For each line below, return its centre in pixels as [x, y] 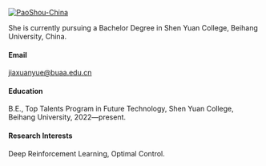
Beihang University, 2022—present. [67, 117]
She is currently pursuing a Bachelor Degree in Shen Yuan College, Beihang [133, 28]
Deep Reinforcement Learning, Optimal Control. [87, 153]
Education [26, 91]
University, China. [38, 36]
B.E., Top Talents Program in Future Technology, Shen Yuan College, [121, 109]
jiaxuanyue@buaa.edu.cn [50, 73]
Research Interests [40, 136]
